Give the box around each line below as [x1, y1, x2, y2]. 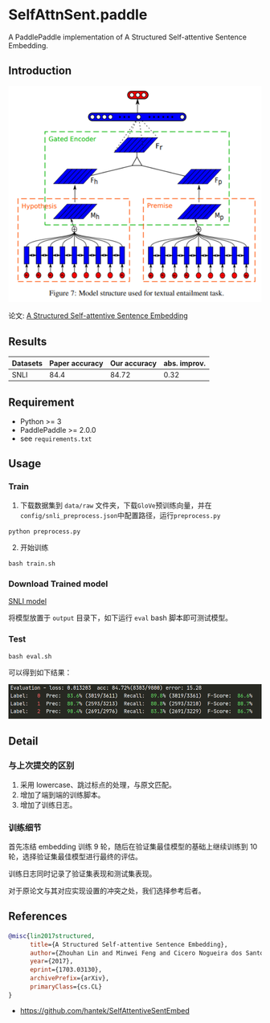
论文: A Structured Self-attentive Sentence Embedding [8, 311, 189, 320]
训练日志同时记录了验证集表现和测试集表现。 [8, 869, 157, 878]
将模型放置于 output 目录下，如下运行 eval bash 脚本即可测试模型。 [8, 613, 233, 623]
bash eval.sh [8, 653, 52, 661]
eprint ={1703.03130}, [29, 966, 103, 974]
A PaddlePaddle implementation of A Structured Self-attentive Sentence [8, 32, 247, 42]
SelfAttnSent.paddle [8, 6, 148, 24]
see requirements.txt [19, 434, 92, 443]
